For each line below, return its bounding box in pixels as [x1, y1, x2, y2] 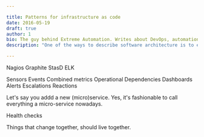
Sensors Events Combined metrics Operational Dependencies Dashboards [6, 76, 193, 83]
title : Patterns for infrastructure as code [6, 14, 121, 20]
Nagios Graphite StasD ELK [6, 64, 75, 71]
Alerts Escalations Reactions [6, 82, 78, 89]
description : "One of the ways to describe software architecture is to [6, 42, 194, 48]
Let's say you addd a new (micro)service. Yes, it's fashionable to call [6, 94, 178, 101]
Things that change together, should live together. [6, 124, 131, 130]
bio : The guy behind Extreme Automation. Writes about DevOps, [6, 37, 170, 43]
